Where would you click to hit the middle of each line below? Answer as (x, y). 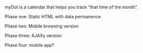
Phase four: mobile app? (29, 45)
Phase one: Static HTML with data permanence (53, 16)
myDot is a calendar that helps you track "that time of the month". (71, 7)
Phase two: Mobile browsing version (42, 26)
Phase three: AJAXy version (33, 36)
